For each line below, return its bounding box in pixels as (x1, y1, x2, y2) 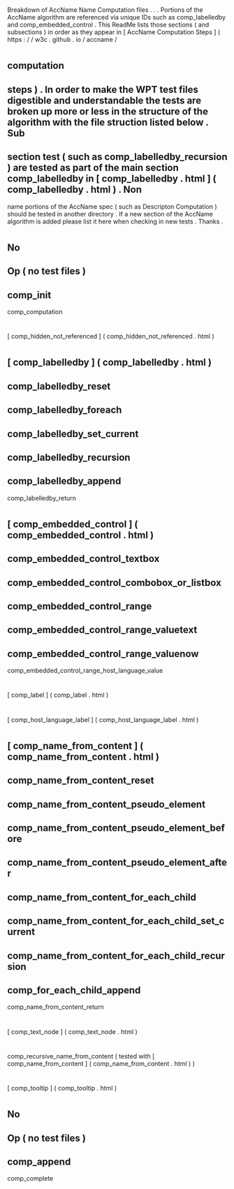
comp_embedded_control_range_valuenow (7, 648, 199, 660)
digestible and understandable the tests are (7, 94, 201, 106)
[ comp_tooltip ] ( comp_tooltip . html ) (7, 1084, 117, 1092)
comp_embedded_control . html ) (7, 529, 154, 541)
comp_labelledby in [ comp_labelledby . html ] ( (7, 173, 217, 185)
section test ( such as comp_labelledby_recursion (7, 151, 228, 163)
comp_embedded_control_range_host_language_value (7, 666, 163, 675)
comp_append (7, 1155, 71, 1167)
